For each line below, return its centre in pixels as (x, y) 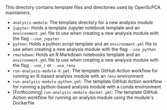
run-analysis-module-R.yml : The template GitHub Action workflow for (85, 71)
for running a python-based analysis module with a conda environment (87, 87)
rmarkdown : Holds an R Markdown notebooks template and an (76, 54)
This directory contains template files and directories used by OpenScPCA (83, 7)
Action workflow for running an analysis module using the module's (83, 97)
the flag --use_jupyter (36, 38)
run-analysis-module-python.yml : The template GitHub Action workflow (87, 81)
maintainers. (18, 13)
